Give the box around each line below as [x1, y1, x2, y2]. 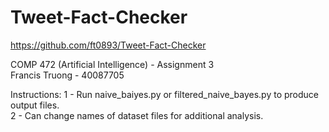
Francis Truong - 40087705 [10, 69, 125, 81]
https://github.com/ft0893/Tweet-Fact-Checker [10, 39, 207, 51]
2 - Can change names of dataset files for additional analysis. [10, 109, 264, 121]
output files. [10, 99, 60, 111]
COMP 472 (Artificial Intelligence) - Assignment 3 [10, 58, 215, 70]
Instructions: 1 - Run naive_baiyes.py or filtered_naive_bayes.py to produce [10, 88, 320, 100]
